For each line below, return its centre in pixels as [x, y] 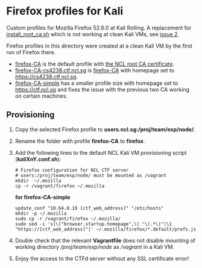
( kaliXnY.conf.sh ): [38, 159]
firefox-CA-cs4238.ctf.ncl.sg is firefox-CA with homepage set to [95, 70]
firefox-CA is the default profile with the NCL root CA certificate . [95, 64]
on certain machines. [41, 96]
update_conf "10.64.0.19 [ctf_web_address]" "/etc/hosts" [89, 208]
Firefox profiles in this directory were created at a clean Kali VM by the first [99, 46]
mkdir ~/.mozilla [38, 181]
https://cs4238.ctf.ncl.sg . [46, 76]
